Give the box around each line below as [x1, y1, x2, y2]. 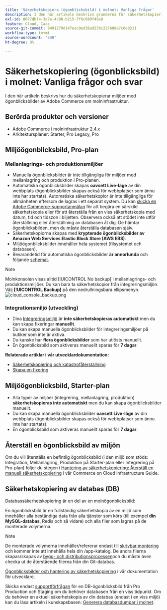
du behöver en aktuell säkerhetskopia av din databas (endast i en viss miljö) [5, 594, 161, 600]
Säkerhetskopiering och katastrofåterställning [12, 361, 106, 367]
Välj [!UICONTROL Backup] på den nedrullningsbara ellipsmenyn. [5, 287, 140, 293]
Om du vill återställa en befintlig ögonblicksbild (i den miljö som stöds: [5, 454, 149, 460]
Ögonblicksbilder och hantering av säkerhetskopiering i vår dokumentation [5, 568, 158, 574]
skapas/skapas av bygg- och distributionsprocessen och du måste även [5, 553, 152, 559]
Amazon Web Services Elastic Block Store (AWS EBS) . [12, 236, 126, 242]
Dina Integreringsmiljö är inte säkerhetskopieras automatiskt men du [12, 315, 156, 322]
